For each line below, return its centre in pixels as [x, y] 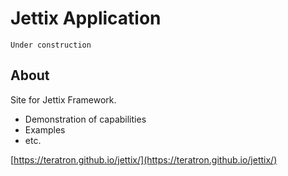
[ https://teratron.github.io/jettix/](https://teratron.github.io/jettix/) [144, 159]
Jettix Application [86, 18]
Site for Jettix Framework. [63, 99]
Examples [45, 129]
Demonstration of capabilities [85, 119]
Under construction [51, 45]
